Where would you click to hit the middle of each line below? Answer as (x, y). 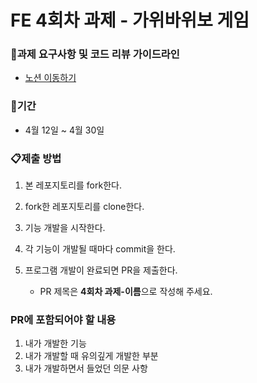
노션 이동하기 (50, 78)
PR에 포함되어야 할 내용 (63, 319)
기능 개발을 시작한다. (65, 228)
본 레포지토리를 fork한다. (73, 185)
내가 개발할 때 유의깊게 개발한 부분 (91, 356)
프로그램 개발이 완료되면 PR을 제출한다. (101, 270)
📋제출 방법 (36, 158)
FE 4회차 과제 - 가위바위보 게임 (130, 20)
